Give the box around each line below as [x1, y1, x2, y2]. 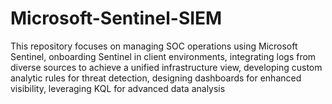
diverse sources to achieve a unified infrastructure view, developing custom [10, 61, 323, 73]
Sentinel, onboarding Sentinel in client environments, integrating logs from [10, 50, 317, 62]
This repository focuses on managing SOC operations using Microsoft [10, 40, 298, 52]
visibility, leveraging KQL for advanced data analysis [10, 82, 226, 94]
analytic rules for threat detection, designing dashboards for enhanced [10, 72, 302, 84]
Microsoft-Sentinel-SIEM [10, 7, 223, 30]
